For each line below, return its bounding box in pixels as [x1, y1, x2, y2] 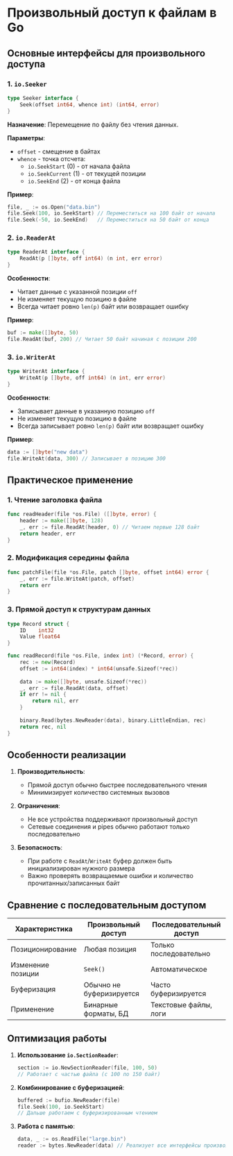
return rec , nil [19, 723, 67, 730]
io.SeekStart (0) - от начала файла [27, 162, 130, 170]
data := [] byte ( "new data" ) [7, 448, 89, 456]
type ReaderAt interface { [7, 249, 85, 256]
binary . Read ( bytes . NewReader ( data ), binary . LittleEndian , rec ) [19, 717, 207, 724]
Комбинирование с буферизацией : [17, 1083, 125, 1091]
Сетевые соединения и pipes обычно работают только [27, 823, 190, 831]
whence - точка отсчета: [17, 154, 86, 163]
